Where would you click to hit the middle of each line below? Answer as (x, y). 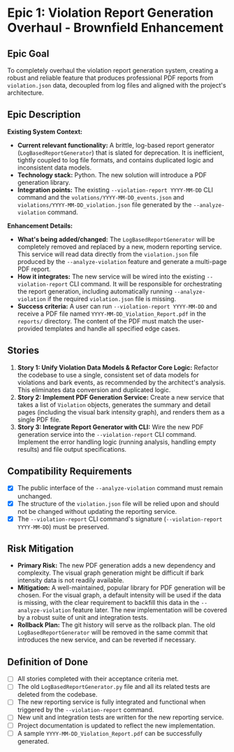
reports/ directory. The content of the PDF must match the (102, 321)
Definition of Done (48, 662)
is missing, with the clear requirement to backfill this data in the (108, 603)
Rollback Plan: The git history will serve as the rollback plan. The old (116, 625)
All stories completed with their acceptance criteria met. (98, 679)
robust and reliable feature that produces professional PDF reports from (110, 78)
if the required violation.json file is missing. (112, 298)
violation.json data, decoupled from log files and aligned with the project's (117, 85)
